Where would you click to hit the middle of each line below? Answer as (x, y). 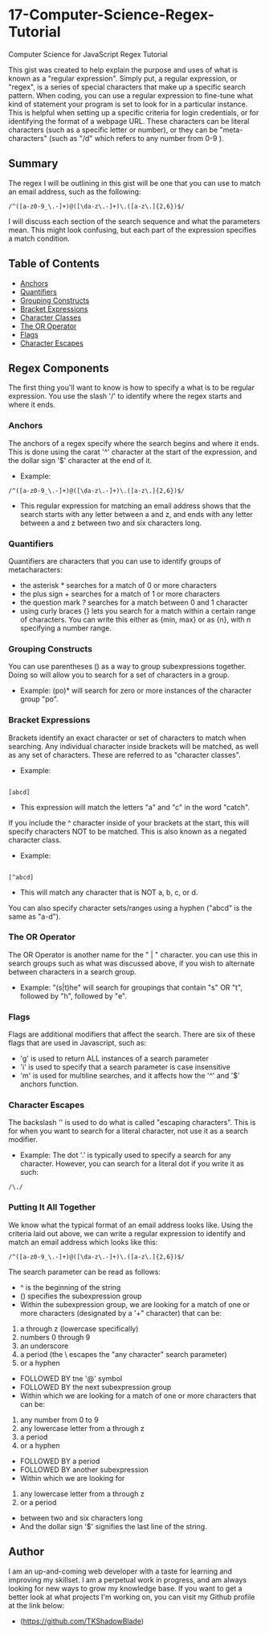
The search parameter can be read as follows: (84, 1272)
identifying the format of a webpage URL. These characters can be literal (129, 121)
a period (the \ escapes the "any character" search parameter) (123, 1354)
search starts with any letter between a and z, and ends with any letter (136, 514)
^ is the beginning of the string (70, 1287)
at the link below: (37, 1605)
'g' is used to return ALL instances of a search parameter (114, 1059)
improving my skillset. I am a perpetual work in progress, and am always (128, 1579)
